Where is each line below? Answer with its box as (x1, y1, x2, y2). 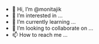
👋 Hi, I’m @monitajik (11, 6, 62, 12)
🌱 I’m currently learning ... (11, 18, 76, 25)
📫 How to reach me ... (11, 32, 68, 38)
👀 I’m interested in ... (11, 12, 63, 19)
